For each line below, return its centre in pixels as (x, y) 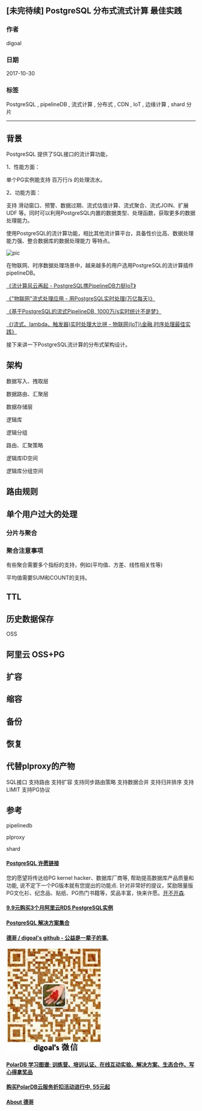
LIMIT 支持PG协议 (28, 789)
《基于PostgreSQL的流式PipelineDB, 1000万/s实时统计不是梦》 (84, 311)
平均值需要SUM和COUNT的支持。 (48, 578)
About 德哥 (20, 1102)
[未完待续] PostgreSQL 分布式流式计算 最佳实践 (94, 11)
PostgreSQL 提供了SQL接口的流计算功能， (59, 154)
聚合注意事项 (25, 550)
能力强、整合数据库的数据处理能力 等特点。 (60, 241)
